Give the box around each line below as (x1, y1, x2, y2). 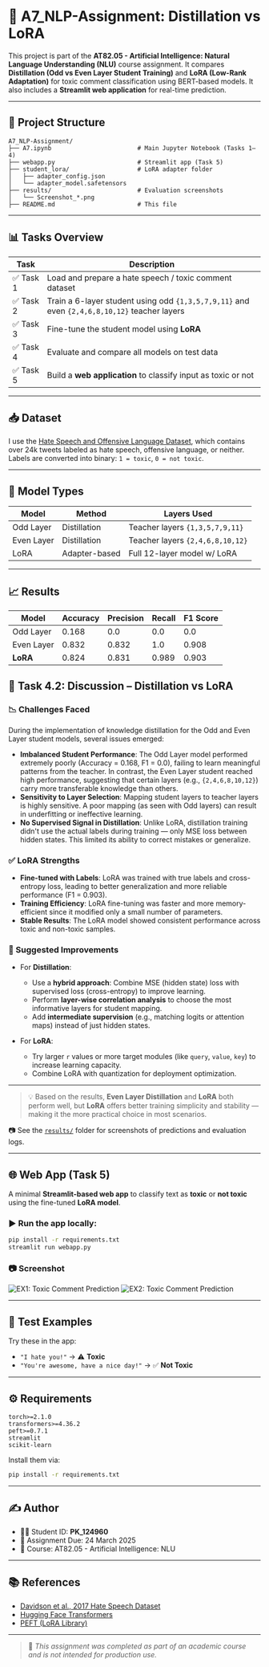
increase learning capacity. (31, 1060, 122, 1070)
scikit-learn (8, 1441, 52, 1449)
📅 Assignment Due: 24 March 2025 (19, 1535, 136, 1545)
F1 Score (183, 613, 219, 623)
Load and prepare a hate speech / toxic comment (46, 272, 232, 283)
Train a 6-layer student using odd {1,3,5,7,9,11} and (46, 295, 250, 306)
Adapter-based (62, 548, 122, 559)
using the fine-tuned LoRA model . (8, 1198, 121, 1208)
